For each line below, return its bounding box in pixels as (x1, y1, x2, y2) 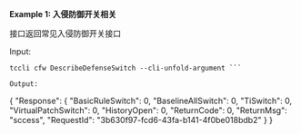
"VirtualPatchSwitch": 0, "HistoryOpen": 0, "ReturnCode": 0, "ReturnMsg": (9, 105, 288, 116)
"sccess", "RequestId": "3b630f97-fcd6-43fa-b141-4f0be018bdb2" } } (9, 115, 274, 125)
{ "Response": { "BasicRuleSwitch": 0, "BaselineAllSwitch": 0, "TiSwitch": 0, (9, 95, 293, 106)
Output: (9, 80, 39, 89)
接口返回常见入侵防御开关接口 (9, 28, 121, 39)
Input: (9, 46, 32, 57)
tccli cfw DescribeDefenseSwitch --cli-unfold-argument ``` (9, 63, 243, 72)
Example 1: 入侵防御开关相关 (9, 9, 116, 19)
